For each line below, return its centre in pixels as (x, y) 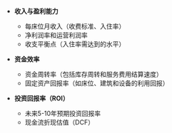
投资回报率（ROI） (41, 98)
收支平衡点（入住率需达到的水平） (75, 44)
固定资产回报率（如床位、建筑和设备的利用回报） (97, 83)
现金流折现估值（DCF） (60, 122)
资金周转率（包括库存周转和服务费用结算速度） (93, 74)
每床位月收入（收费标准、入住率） (75, 26)
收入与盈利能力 (36, 11)
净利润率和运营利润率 (56, 35)
